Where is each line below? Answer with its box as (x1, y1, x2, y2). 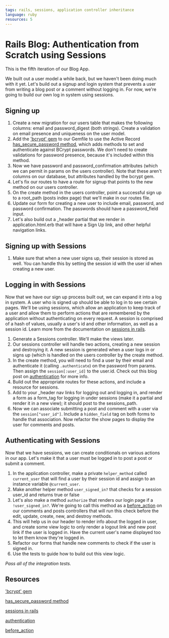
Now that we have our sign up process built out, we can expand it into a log (5, 294, 162, 300)
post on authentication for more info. (12, 373, 89, 379)
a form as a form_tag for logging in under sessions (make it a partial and (12, 395, 162, 401)
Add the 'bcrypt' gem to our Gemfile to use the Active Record (12, 136, 140, 142)
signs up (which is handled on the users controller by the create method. (12, 352, 164, 358)
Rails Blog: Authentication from (5, 38, 139, 50)
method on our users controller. (12, 184, 78, 190)
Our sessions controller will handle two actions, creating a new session (12, 341, 160, 347)
